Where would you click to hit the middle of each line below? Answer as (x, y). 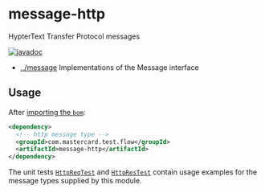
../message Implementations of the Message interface (109, 67)
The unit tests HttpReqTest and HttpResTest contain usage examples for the (133, 172)
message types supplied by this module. (75, 181)
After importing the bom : (47, 112)
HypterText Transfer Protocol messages (74, 36)
